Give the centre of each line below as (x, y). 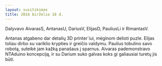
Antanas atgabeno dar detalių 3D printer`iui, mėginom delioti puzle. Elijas (80, 38)
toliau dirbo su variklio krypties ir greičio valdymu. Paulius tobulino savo (79, 43)
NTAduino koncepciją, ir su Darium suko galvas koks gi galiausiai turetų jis (81, 54)
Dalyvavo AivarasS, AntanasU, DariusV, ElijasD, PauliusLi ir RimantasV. (77, 28)
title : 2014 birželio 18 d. (34, 14)
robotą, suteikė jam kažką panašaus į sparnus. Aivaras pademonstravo (78, 49)
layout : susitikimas (27, 10)
